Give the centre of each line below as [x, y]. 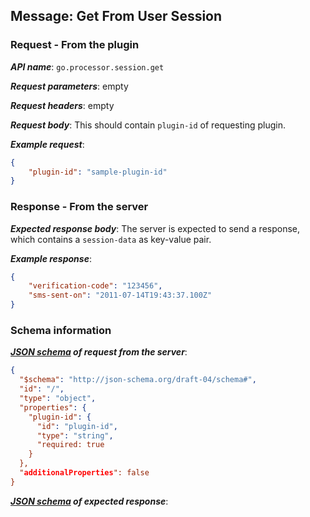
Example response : [51, 258]
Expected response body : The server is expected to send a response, [155, 228]
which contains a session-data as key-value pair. [111, 239]
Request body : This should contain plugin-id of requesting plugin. [148, 125]
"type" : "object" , [58, 399]
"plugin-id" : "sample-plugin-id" [98, 172]
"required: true [70, 445]
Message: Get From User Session [116, 16]
